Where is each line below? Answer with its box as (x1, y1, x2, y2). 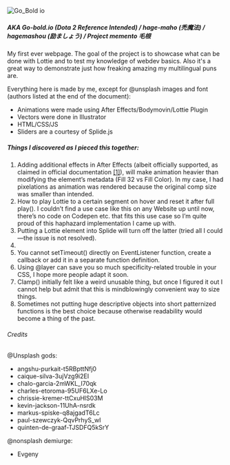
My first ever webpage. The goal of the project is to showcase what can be (7, 49, 220, 58)
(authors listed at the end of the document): (7, 92, 131, 100)
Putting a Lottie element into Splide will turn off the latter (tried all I (17, 226, 205, 234)
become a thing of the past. (17, 314, 96, 322)
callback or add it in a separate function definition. (17, 256, 160, 264)
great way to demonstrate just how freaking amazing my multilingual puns (7, 64, 217, 72)
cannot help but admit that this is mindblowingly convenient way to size (17, 285, 220, 293)
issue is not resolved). (34, 234, 97, 242)
